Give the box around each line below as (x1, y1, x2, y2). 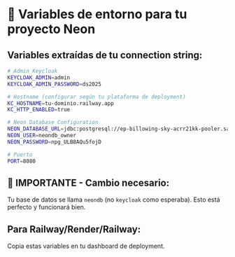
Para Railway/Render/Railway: (7, 223, 141, 235)
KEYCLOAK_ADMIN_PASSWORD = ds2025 (7, 81, 101, 88)
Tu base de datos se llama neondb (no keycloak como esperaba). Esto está (7, 195, 220, 204)
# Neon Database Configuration (7, 119, 99, 126)
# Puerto (7, 151, 33, 158)
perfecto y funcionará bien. (7, 203, 86, 211)
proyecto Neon (7, 21, 96, 37)
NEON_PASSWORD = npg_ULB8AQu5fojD (7, 138, 101, 146)
